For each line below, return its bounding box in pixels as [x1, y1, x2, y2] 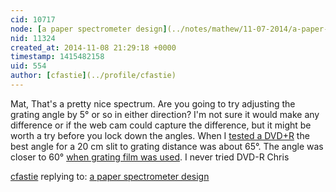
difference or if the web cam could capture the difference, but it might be [10, 119, 312, 131]
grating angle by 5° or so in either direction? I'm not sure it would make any [10, 108, 320, 120]
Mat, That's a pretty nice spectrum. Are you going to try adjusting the [10, 97, 296, 110]
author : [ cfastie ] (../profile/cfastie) [10, 71, 177, 81]
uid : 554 [10, 61, 47, 71]
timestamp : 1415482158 [10, 52, 105, 62]
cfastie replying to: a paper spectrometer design [10, 170, 210, 182]
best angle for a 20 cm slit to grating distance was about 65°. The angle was [10, 140, 324, 152]
